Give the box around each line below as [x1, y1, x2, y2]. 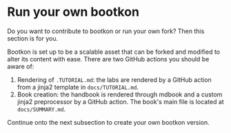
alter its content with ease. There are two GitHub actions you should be [7, 54, 210, 63]
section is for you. [7, 34, 59, 42]
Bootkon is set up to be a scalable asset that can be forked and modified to [7, 48, 221, 56]
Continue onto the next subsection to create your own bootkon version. [7, 118, 210, 126]
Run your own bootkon [7, 4, 140, 20]
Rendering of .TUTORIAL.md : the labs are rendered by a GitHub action [17, 75, 212, 83]
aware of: [7, 62, 34, 70]
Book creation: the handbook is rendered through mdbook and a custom [17, 90, 223, 99]
